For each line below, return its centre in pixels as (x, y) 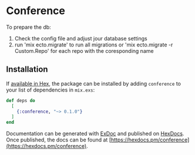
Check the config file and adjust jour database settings (81, 38)
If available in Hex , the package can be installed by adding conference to (93, 83)
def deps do (21, 100)
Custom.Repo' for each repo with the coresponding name (84, 50)
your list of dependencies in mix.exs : (51, 90)
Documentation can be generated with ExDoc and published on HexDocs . (95, 134)
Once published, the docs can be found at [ (59, 140)
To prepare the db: (28, 27)
